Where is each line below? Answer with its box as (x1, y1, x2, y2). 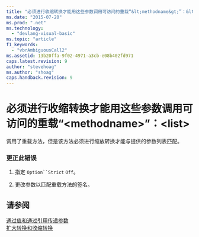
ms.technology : (6, 25, 44, 31)
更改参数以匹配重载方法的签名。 (14, 181, 93, 188)
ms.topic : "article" (6, 36, 57, 42)
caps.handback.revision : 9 (6, 75, 73, 81)
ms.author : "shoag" (6, 69, 54, 75)
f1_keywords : (6, 42, 38, 48)
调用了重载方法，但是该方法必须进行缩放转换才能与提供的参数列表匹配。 (6, 137, 182, 145)
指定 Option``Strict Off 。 (14, 168, 79, 175)
